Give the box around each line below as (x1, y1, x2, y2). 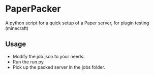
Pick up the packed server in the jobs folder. (12, 64, 106, 70)
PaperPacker (5, 3, 61, 15)
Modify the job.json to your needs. (12, 53, 85, 59)
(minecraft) (5, 25, 29, 31)
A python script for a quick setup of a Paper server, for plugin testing (5, 20, 149, 26)
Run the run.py (12, 59, 44, 65)
